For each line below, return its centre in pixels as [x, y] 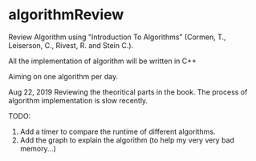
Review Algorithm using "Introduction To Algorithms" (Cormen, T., [117, 37]
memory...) [38, 148]
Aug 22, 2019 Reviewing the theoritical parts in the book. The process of [128, 92]
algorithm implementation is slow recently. [78, 100]
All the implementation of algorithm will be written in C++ [102, 61]
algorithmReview [66, 15]
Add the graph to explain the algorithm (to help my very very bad [127, 140]
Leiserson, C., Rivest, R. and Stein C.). [71, 45]
